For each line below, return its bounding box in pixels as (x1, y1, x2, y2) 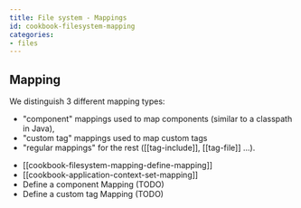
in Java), (22, 123, 55, 134)
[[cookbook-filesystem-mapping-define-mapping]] (22, 160, 213, 171)
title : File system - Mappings (9, 13, 127, 23)
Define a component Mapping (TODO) (22, 179, 165, 190)
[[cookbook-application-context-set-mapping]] (22, 169, 199, 181)
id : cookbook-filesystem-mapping (9, 22, 136, 31)
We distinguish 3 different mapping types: (9, 96, 165, 107)
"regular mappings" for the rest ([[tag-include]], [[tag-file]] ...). (22, 142, 256, 154)
